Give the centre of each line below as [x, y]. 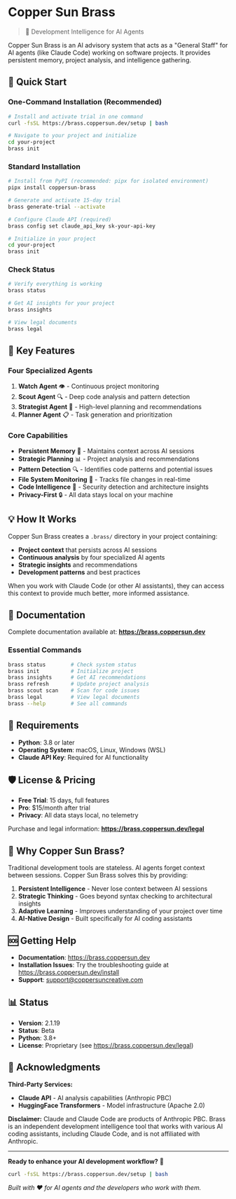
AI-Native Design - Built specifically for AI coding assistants [105, 919]
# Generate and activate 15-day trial [64, 200]
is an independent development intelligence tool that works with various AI [116, 1126]
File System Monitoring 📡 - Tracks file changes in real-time [104, 479]
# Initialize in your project [52, 239]
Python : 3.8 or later [47, 742]
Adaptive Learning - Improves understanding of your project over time [120, 911]
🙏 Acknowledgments [54, 1068]
